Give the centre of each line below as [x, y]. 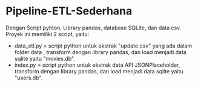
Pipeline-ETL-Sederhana [69, 11]
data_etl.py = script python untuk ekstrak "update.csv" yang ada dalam [103, 46]
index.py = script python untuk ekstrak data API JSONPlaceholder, [97, 65]
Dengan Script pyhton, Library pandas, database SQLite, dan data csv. [94, 28]
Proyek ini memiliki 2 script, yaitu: [48, 34]
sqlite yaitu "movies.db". [45, 58]
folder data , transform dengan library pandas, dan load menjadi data [101, 52]
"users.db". [28, 78]
